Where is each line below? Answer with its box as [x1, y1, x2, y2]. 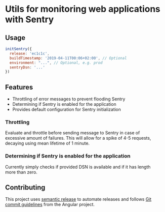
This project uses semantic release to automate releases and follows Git [5, 196, 152, 202]
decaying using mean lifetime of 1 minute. [5, 140, 90, 146]
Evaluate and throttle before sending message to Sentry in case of [5, 130, 140, 136]
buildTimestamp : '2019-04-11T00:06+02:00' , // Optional [9, 56, 127, 61]
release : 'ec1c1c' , [9, 51, 50, 56]
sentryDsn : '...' [9, 65, 45, 70]
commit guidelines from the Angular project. [5, 202, 95, 208]
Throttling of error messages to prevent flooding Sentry [12, 96, 125, 102]
